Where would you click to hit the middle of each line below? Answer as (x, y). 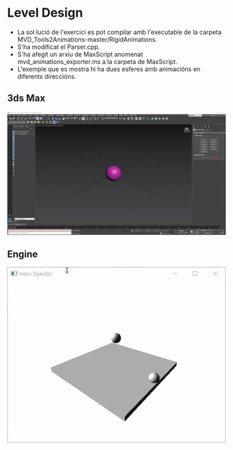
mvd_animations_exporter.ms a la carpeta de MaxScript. (97, 61)
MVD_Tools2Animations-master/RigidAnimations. (87, 39)
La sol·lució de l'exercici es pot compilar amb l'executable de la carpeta (119, 32)
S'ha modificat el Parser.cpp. (59, 47)
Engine (23, 254)
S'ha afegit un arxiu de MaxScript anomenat (80, 54)
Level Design (45, 13)
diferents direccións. (46, 76)
